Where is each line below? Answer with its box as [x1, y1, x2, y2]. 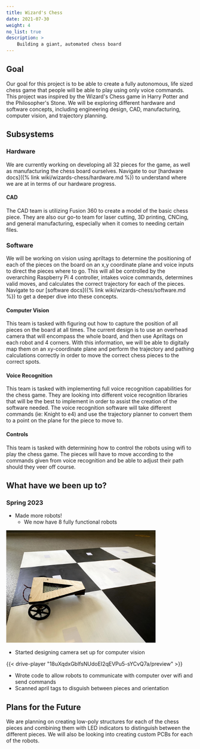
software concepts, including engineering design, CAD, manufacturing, [6, 105, 181, 113]
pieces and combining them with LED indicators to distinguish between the [6, 724, 190, 732]
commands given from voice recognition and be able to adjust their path [6, 457, 184, 464]
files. [6, 226, 19, 233]
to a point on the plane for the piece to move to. [6, 417, 124, 424]
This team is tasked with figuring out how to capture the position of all [6, 320, 178, 327]
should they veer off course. [6, 463, 76, 470]
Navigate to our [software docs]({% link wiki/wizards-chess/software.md [6, 286, 186, 294]
